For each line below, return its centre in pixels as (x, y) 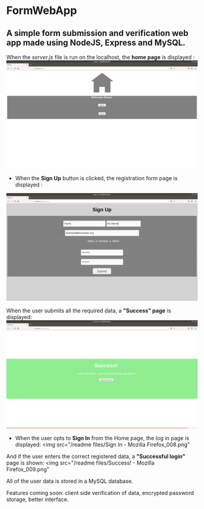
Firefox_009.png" (28, 469)
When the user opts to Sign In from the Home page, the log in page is (102, 438)
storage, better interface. (37, 499)
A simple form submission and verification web (97, 33)
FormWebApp (42, 11)
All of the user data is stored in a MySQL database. (70, 481)
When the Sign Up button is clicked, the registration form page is (96, 178)
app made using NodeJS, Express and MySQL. (96, 42)
